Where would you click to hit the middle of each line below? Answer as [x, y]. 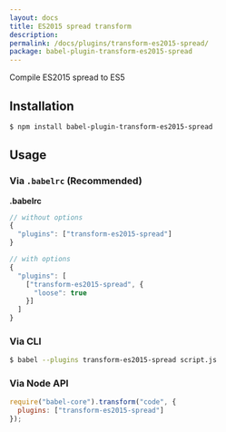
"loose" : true [60, 293]
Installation [42, 106]
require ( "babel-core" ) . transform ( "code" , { [93, 402]
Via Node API [39, 384]
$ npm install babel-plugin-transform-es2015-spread [111, 127]
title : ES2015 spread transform [70, 26]
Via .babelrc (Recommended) [76, 181]
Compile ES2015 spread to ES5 [67, 77]
